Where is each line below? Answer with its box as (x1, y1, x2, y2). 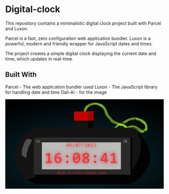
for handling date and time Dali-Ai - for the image (5, 89, 107, 95)
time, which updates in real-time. (5, 55, 73, 61)
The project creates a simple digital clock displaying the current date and (5, 50, 157, 56)
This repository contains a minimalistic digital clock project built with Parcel (5, 20, 161, 26)
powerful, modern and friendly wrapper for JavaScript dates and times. (5, 40, 153, 46)
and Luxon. (5, 25, 29, 31)
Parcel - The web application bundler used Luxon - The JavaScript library (5, 84, 158, 90)
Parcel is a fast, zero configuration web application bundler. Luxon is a (5, 35, 151, 41)
